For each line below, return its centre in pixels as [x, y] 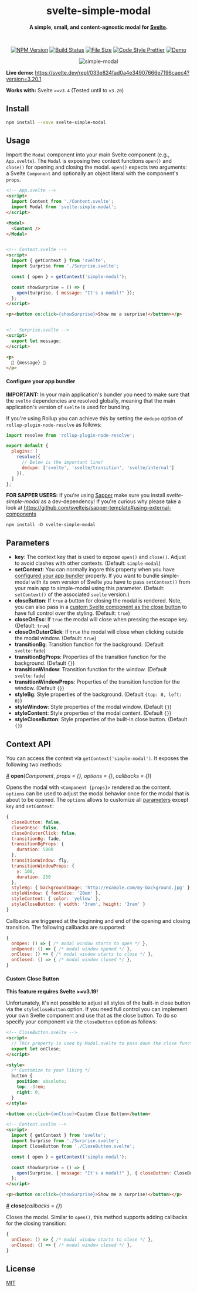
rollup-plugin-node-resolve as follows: [54, 424]
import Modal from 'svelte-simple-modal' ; [64, 207]
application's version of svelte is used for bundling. [68, 407]
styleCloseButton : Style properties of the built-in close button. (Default [101, 719]
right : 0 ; [29, 1092]
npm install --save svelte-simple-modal [56, 122]
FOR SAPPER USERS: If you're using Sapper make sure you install [86, 496]
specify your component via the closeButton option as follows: [81, 1022]
